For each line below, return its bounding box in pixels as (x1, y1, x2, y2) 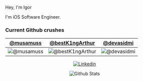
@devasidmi (103, 40, 134, 47)
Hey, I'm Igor (5, 5, 32, 10)
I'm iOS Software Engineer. (5, 14, 61, 20)
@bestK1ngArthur (49, 40, 95, 47)
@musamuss (9, 40, 42, 47)
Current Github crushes (5, 26, 64, 33)
